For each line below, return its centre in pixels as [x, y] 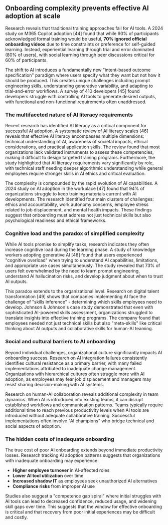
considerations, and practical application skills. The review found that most [82, 147]
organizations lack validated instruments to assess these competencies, [79, 152]
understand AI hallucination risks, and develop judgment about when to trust [84, 276]
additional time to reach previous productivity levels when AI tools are [77, 410]
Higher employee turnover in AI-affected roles [61, 470]
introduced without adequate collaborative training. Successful [70, 415]
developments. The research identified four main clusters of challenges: [79, 199]
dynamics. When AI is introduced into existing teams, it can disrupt [74, 399]
